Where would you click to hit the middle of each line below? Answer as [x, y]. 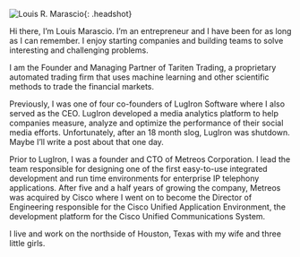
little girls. [27, 243]
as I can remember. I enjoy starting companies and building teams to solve [146, 41]
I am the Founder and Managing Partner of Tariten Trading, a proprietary [143, 68]
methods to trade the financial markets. [82, 86]
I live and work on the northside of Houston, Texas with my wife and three [146, 234]
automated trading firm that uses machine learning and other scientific [140, 77]
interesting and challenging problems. [79, 50]
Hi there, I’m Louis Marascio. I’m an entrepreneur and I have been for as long [150, 31]
